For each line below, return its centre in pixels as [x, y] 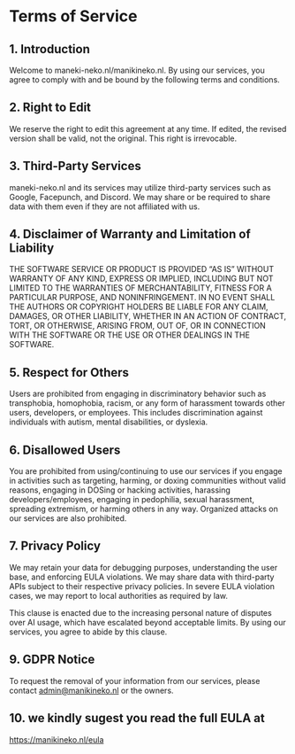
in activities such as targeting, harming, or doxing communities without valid [147, 481]
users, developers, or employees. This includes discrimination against [136, 413]
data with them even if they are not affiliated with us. [105, 206]
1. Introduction [49, 49]
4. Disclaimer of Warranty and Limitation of [130, 234]
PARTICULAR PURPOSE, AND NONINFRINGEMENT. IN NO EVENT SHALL [142, 298]
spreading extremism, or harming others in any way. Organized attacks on [144, 509]
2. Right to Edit [50, 108]
